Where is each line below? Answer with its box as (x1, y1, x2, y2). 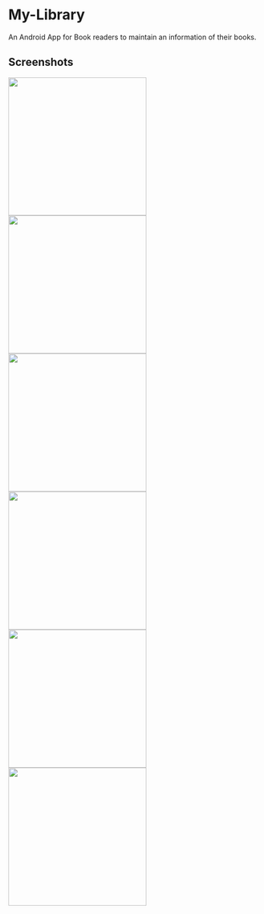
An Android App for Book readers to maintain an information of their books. (8, 32, 257, 42)
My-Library (8, 6, 86, 24)
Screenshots (8, 55, 74, 69)
